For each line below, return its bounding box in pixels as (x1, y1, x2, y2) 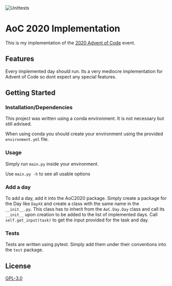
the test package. (5, 247, 44, 253)
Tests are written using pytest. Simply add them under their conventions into (5, 241, 166, 248)
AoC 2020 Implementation (5, 23, 120, 34)
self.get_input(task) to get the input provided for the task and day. (5, 217, 149, 223)
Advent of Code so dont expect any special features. (5, 73, 117, 79)
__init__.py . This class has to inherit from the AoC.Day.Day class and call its (5, 206, 165, 212)
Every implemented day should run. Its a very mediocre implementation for (5, 68, 163, 74)
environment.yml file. (5, 136, 49, 142)
